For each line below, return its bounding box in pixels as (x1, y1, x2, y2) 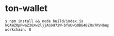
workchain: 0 (5, 27, 32, 32)
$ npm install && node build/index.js (5, 19, 83, 24)
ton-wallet (5, 3, 48, 14)
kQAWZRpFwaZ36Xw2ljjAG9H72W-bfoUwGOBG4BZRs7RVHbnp (5, 23, 110, 28)
